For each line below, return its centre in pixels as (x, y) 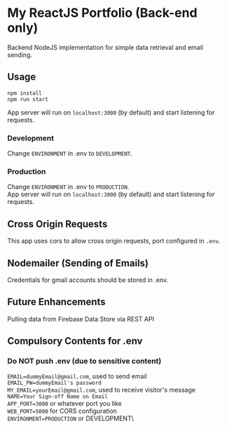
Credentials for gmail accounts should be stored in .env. (88, 280)
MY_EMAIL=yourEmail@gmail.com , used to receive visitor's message (102, 390)
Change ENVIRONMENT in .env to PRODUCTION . (68, 187)
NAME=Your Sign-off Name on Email (58, 397)
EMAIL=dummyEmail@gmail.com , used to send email (77, 376)
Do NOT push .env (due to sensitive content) (84, 361)
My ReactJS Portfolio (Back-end (102, 13)
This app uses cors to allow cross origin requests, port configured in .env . (114, 241)
